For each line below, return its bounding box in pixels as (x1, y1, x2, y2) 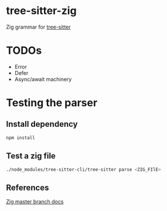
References (6, 182, 49, 192)
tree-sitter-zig (6, 4, 77, 18)
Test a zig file (6, 151, 56, 161)
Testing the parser (6, 96, 98, 109)
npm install (6, 134, 35, 141)
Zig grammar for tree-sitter (6, 23, 71, 30)
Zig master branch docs (6, 198, 64, 205)
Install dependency (6, 119, 78, 129)
